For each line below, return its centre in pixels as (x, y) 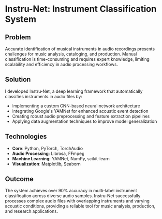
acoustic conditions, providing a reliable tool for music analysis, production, (80, 206)
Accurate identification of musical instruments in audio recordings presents (80, 49)
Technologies (26, 137)
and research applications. (31, 211)
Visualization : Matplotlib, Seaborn (46, 164)
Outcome (19, 179)
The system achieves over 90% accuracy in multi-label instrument (71, 191)
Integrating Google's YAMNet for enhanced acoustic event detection (80, 111)
